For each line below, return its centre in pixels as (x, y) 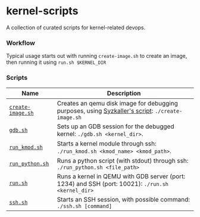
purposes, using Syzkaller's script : (105, 110)
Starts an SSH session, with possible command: (124, 199)
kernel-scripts (42, 11)
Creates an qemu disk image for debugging (118, 103)
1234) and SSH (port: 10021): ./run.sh (112, 184)
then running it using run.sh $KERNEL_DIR (56, 62)
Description (124, 93)
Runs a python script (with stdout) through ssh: (123, 160)
